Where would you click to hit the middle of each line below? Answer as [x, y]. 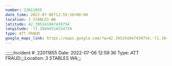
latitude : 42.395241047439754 [38, 24]
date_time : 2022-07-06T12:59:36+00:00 [47, 15]
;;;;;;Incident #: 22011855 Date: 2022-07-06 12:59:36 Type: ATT [72, 53]
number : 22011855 [24, 10]
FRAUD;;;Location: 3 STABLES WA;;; [44, 58]
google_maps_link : [25, 39]
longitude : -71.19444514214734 [39, 29]
